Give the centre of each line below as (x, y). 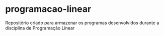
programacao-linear (48, 9)
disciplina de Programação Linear (40, 28)
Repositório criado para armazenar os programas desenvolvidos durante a (82, 23)
